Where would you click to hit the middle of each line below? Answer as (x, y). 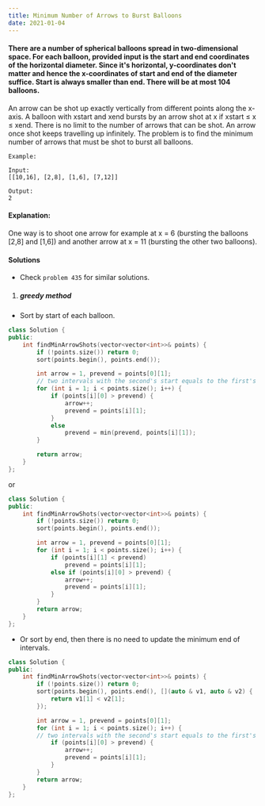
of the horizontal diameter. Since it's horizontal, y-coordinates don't (122, 65)
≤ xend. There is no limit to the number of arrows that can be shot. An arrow (132, 125)
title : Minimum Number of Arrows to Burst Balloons (95, 15)
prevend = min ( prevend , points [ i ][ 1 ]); (130, 433)
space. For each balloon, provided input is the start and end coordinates (129, 57)
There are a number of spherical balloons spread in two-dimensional (123, 48)
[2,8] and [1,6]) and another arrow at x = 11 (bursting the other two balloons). (133, 241)
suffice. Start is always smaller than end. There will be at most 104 (119, 82)
